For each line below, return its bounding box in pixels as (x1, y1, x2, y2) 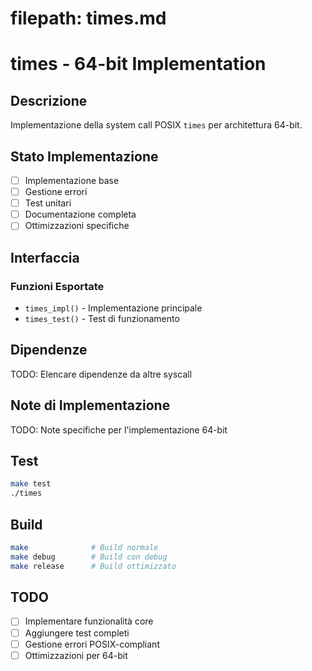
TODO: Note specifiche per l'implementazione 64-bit (10, 423, 228, 436)
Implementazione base (24, 175, 120, 186)
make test (10, 479, 52, 489)
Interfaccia (10, 249, 80, 266)
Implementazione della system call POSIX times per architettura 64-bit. (10, 119, 303, 131)
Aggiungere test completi (24, 627, 130, 639)
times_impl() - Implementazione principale (24, 302, 203, 314)
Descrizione (10, 92, 88, 109)
